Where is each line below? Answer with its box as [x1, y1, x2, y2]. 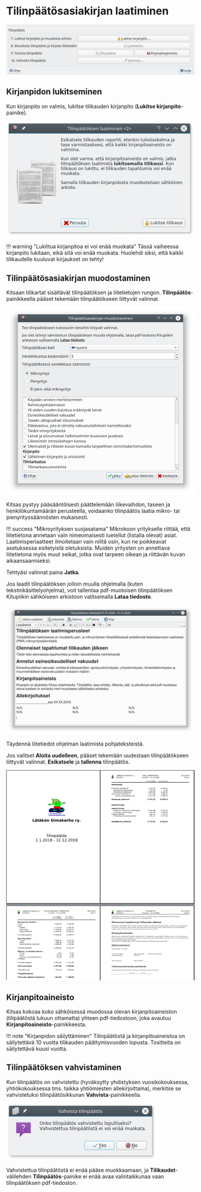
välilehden [6, 1173, 32, 1180]
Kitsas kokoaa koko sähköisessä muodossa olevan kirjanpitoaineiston [6, 1008, 178, 1015]
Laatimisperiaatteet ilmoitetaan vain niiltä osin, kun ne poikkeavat [6, 538, 166, 545]
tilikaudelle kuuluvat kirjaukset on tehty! [6, 256, 104, 263]
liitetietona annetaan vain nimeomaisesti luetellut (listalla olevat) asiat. [6, 532, 178, 539]
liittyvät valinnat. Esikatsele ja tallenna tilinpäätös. [6, 758, 130, 765]
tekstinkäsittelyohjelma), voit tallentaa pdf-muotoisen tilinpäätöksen [6, 587, 173, 594]
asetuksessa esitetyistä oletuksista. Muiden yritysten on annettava [6, 544, 170, 552]
